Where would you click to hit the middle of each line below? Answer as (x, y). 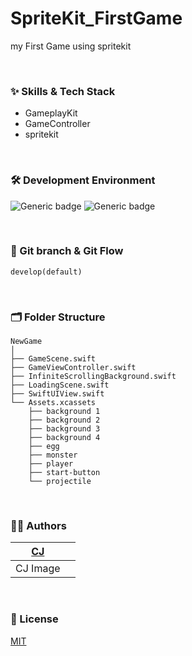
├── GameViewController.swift (73, 368)
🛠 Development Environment (83, 180)
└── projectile (60, 482)
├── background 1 (64, 412)
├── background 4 (64, 438)
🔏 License (34, 619)
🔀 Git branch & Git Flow (67, 251)
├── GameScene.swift (53, 359)
